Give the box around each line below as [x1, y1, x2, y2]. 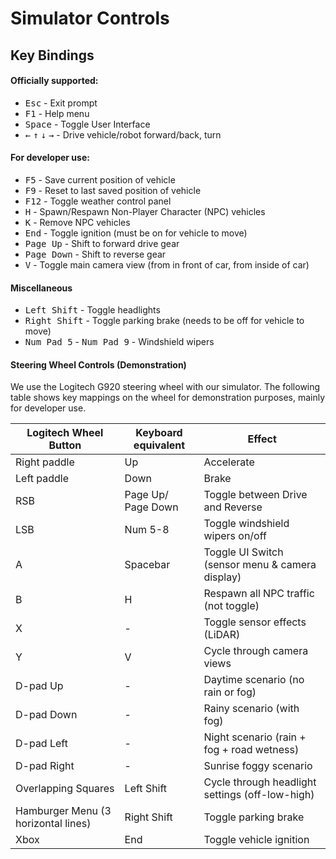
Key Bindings [10, 47, 95, 64]
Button [48, 438, 82, 452]
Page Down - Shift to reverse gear [24, 248, 167, 260]
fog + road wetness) [203, 743, 300, 757]
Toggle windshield [203, 517, 290, 531]
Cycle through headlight [203, 775, 317, 789]
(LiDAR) [203, 628, 241, 642]
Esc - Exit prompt [24, 97, 98, 109]
